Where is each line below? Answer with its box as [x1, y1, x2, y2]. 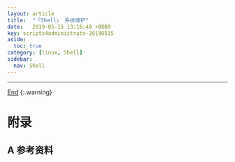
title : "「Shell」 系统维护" [7, 17, 89, 24]
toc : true [13, 43, 42, 50]
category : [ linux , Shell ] [7, 50, 83, 57]
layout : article [7, 10, 55, 17]
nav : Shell [13, 62, 45, 69]
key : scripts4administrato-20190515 [7, 29, 114, 37]
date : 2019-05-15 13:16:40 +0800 [7, 23, 111, 30]
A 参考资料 [7, 145, 54, 156]
